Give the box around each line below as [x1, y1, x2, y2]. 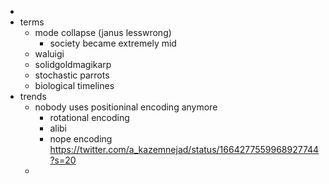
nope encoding [49, 133, 113, 145]
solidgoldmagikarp [34, 59, 112, 70]
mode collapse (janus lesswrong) [34, 27, 172, 38]
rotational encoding [49, 112, 130, 123]
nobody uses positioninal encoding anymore [34, 101, 218, 113]
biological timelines [34, 80, 115, 91]
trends [19, 91, 47, 102]
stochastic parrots [34, 69, 110, 81]
